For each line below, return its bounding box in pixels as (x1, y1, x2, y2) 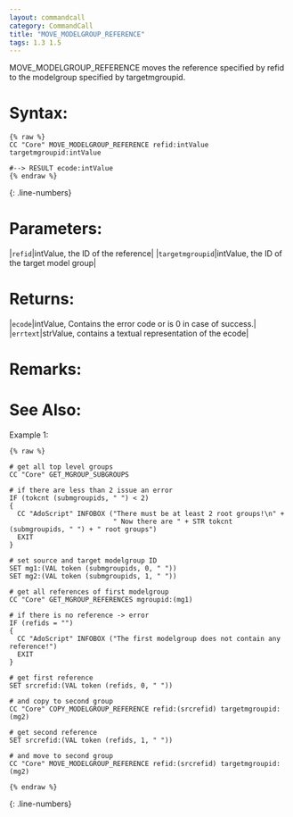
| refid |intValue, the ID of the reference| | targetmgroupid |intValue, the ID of (9, 248, 283, 259)
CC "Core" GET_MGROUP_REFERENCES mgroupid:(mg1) (9, 596, 193, 604)
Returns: (9, 289, 75, 309)
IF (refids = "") (9, 619, 74, 628)
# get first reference (9, 673, 94, 683)
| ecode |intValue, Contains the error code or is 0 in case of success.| (9, 319, 256, 329)
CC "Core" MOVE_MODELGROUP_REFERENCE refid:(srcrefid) (9, 760, 217, 769)
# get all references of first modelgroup (9, 588, 169, 596)
